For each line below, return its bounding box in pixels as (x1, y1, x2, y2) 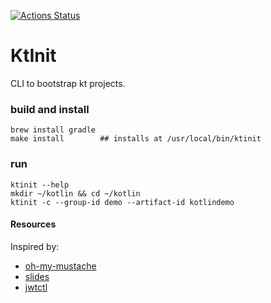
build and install (10, 102, 90, 116)
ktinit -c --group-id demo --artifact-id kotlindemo (10, 197, 235, 207)
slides (24, 270, 50, 282)
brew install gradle (10, 125, 97, 135)
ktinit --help (10, 180, 70, 190)
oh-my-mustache (24, 260, 97, 272)
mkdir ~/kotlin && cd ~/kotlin (10, 188, 141, 199)
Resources (10, 218, 57, 230)
